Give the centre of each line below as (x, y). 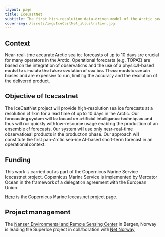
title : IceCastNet (24, 14)
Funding (18, 160)
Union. (12, 187)
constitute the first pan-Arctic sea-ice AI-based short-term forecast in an (79, 139)
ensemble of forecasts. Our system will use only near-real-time (69, 129)
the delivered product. (27, 81)
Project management (38, 212)
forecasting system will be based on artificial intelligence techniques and (79, 118)
